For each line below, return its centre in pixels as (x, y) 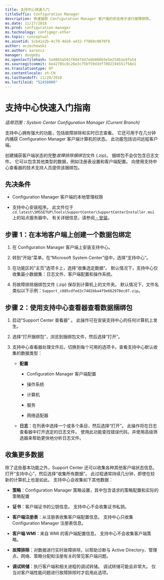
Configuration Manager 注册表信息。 (49, 523)
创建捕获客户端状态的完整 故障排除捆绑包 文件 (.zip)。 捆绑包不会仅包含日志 (80, 155)
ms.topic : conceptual (27, 37)
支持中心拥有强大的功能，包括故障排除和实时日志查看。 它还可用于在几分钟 (81, 133)
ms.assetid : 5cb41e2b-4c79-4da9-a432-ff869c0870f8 (58, 41)
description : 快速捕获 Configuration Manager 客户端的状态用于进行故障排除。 (79, 19)
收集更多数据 (24, 455)
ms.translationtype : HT (29, 69)
